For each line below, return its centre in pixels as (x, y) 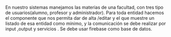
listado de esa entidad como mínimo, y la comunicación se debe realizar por (86, 23)
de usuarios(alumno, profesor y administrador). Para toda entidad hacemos (85, 13)
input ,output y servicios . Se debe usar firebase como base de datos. (79, 29)
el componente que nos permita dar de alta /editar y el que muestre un (80, 18)
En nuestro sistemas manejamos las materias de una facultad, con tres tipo (84, 7)
